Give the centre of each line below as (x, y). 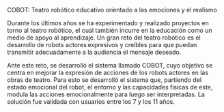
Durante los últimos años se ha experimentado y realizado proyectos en (108, 23)
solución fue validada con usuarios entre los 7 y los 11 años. (91, 101)
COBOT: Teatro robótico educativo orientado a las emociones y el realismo (112, 10)
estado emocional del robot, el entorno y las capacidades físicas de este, (110, 87)
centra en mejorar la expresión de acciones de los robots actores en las (108, 72)
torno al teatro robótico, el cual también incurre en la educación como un (110, 30)
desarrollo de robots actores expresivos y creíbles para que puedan (102, 45)
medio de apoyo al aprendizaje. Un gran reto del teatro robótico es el (104, 38)
